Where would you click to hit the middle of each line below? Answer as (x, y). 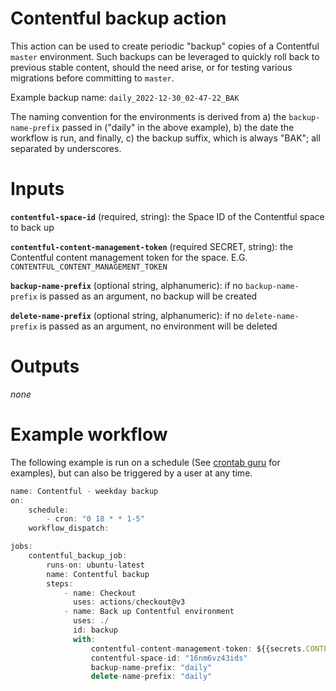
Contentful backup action (118, 18)
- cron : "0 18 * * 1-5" (95, 519)
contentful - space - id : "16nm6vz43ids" (169, 658)
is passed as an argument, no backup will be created (148, 296)
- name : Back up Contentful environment (149, 612)
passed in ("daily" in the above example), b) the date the (178, 127)
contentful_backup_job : (78, 556)
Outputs (45, 366)
